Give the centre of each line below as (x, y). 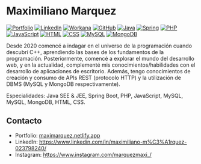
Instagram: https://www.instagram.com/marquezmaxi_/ (83, 154)
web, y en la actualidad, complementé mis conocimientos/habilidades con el (101, 65)
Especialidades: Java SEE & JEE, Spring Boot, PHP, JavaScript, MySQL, (95, 96)
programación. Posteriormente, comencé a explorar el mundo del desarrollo (100, 58)
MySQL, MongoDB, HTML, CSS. (46, 102)
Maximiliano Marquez (61, 11)
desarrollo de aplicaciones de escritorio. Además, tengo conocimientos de (98, 71)
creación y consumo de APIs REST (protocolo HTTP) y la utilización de (94, 77)
